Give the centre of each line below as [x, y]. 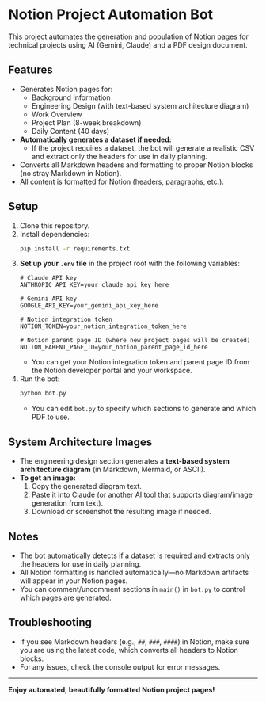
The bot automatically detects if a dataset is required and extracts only [135, 555]
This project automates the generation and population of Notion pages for [129, 36]
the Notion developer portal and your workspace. [112, 371]
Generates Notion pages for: [66, 89]
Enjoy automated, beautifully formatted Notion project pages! [112, 689]
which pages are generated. [66, 597]
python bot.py [43, 394]
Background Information [71, 97]
